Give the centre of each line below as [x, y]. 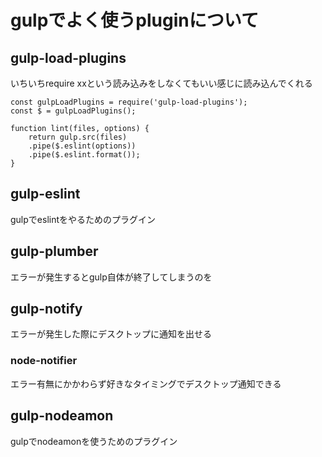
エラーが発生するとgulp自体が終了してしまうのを [111, 277]
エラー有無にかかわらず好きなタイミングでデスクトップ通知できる [146, 383]
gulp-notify [46, 309]
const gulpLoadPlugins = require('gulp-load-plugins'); [129, 102]
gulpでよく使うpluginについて [134, 20]
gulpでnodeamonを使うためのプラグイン [94, 441]
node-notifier [44, 361]
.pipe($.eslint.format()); [84, 155]
